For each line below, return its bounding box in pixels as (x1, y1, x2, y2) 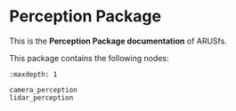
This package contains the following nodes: (9, 52, 169, 63)
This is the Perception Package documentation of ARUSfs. (9, 36, 227, 46)
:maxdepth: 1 (9, 69, 58, 79)
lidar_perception (9, 93, 74, 102)
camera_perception (9, 85, 77, 94)
